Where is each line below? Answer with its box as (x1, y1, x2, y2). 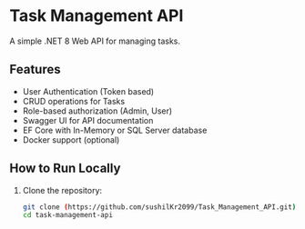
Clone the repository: (22, 184, 103, 195)
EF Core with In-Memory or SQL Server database (22, 124, 208, 135)
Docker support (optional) (22, 134, 120, 145)
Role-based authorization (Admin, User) (22, 105, 173, 116)
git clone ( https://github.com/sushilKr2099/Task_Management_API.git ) (22, 202, 297, 212)
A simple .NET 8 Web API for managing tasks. (9, 35, 180, 46)
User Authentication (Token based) (22, 85, 155, 96)
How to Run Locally (9, 161, 121, 176)
